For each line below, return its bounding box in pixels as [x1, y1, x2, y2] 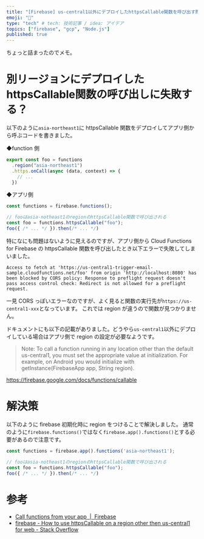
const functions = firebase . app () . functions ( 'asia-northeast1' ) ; [6, 448, 175, 454]
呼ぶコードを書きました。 [11, 132, 76, 139]
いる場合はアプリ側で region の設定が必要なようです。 [22, 332, 158, 340]
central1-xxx [6, 306, 39, 312]
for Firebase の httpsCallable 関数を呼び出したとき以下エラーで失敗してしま [6, 244, 196, 252]
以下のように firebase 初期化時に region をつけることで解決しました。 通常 [6, 421, 194, 428]
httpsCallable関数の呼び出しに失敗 [6, 88, 182, 101]
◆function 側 [6, 145, 40, 152]
